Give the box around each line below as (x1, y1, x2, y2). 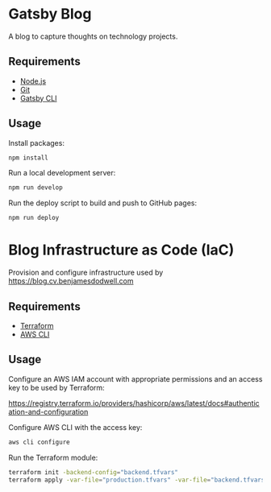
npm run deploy (8, 214, 60, 222)
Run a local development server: (8, 168, 116, 178)
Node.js (19, 76, 47, 85)
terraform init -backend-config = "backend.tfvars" (8, 468, 179, 476)
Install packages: (8, 138, 65, 147)
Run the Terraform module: (8, 453, 98, 462)
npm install (8, 154, 48, 162)
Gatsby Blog (8, 5, 92, 23)
